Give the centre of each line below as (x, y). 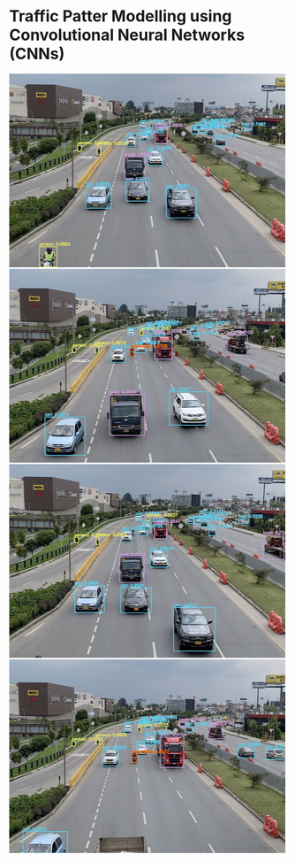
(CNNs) (37, 54)
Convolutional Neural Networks (127, 35)
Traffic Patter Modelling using (121, 16)
